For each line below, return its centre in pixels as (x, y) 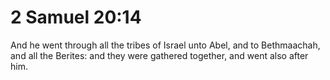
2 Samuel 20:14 (76, 17)
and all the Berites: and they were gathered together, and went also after (159, 55)
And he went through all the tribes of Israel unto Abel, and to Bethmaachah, (165, 45)
